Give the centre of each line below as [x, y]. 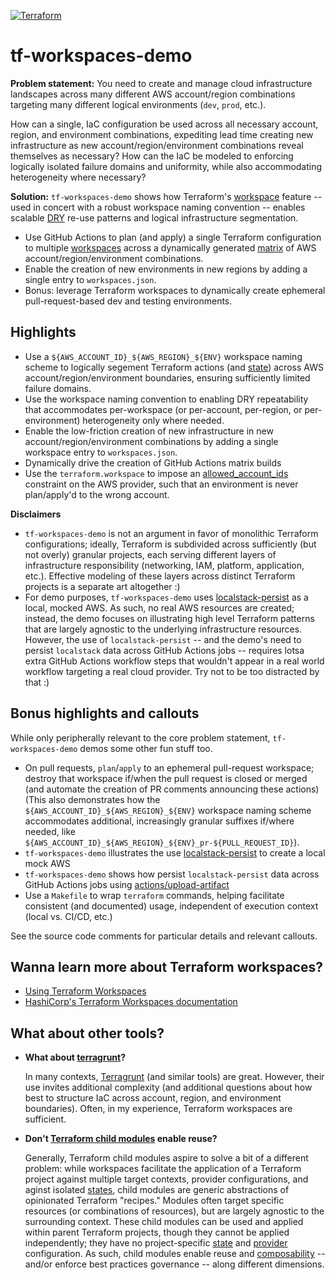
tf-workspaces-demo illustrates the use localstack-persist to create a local [175, 852]
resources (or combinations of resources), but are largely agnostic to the [174, 1211]
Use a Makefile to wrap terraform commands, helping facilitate [154, 895]
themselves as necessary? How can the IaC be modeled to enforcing [152, 156]
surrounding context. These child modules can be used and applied [164, 1222]
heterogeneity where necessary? [78, 177]
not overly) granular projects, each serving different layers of [150, 554]
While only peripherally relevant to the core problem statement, [140, 737]
